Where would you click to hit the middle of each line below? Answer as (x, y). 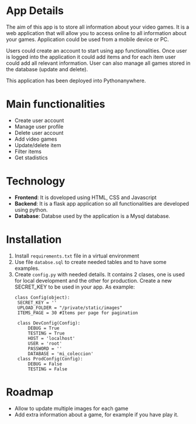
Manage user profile (39, 126)
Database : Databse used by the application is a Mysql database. (92, 216)
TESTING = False (47, 369)
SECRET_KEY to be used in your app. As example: (75, 287)
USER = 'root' (45, 343)
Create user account (39, 120)
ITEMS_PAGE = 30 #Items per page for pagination (78, 313)
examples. (27, 268)
